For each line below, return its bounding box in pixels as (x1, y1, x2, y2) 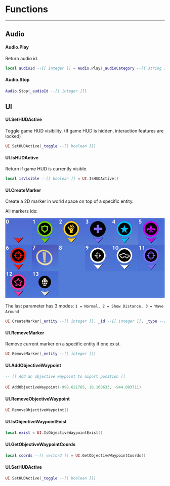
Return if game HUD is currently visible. (5, 166, 88, 172)
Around (5, 310, 19, 315)
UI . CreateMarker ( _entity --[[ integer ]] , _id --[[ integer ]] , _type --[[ (5, 319, 168, 324)
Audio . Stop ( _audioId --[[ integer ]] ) (5, 89, 87, 94)
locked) (5, 133, 21, 140)
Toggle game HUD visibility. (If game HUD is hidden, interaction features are (5, 128, 164, 134)
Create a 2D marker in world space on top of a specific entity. (5, 198, 134, 204)
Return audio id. (5, 55, 38, 61)
